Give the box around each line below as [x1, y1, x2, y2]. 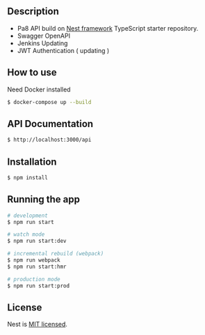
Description [7, 6, 59, 17]
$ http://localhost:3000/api [7, 136, 92, 144]
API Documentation [7, 118, 94, 130]
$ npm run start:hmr [7, 263, 67, 270]
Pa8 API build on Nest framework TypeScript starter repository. [17, 24, 199, 32]
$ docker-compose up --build [7, 98, 92, 105]
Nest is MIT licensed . [7, 320, 68, 329]
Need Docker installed [7, 85, 71, 94]
